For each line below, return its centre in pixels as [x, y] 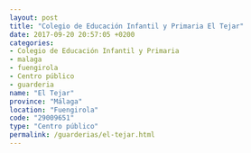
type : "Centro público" [54, 127]
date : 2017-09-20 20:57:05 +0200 [72, 34]
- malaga [26, 59]
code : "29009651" [42, 118]
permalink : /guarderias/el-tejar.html [82, 135]
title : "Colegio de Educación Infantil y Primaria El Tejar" [127, 26]
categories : [32, 43]
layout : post [34, 18]
